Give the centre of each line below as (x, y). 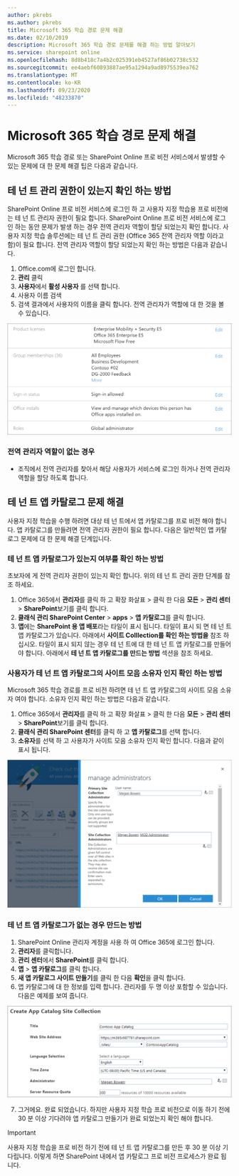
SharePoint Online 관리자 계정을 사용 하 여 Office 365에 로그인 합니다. (116, 942)
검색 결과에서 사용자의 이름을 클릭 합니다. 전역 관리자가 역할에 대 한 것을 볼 (121, 304)
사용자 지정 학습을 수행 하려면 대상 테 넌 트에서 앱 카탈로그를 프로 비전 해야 (111, 520)
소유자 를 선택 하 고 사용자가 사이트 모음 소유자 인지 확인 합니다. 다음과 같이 (121, 741)
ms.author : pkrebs (34, 22)
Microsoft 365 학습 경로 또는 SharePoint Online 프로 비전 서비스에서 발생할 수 (117, 157)
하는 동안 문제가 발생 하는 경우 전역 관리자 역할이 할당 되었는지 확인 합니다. (118, 227)
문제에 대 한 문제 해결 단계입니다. (66, 538)
